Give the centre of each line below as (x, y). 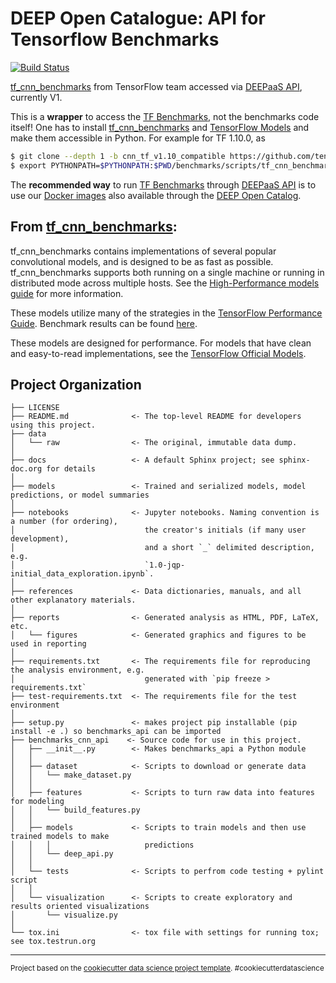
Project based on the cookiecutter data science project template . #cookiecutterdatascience (167, 968)
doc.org (26, 469)
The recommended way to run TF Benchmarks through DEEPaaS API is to (163, 184)
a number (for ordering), (64, 522)
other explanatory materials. (73, 600)
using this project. (53, 425)
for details (71, 469)
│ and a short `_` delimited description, (162, 548)
